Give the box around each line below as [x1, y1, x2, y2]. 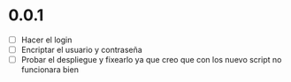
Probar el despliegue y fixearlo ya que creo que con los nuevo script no [20, 55, 282, 65]
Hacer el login [20, 34, 73, 45]
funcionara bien [20, 64, 79, 75]
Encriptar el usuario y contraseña [20, 45, 142, 55]
